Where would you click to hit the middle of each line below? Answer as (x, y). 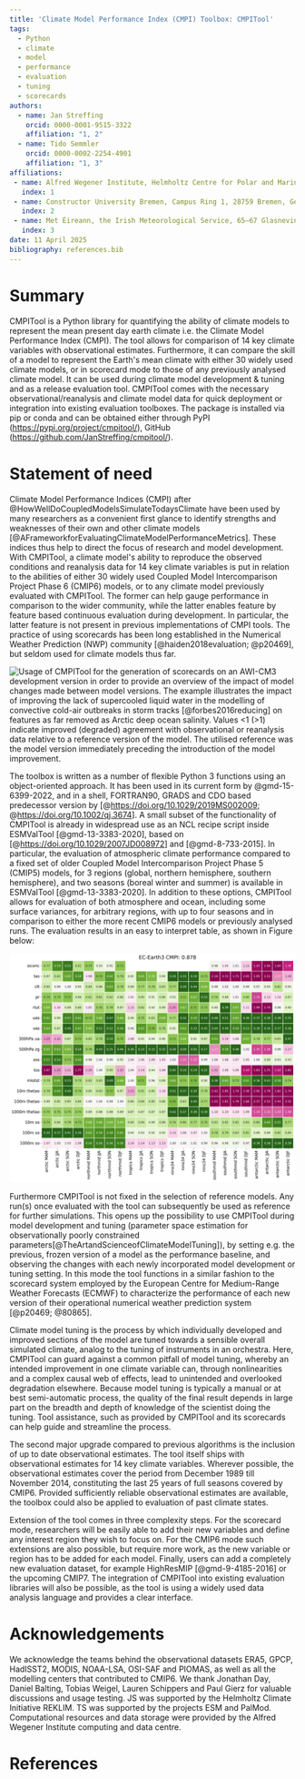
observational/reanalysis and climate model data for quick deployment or (146, 398)
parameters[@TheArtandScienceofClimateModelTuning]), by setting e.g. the (152, 1245)
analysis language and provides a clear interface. (101, 1598)
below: (22, 940)
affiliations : (36, 173)
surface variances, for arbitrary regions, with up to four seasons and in (142, 911)
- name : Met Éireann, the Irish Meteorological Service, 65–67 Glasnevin (156, 221)
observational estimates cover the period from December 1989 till (132, 1473)
